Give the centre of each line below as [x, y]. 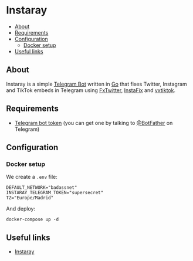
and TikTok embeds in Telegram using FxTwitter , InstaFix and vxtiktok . [91, 90]
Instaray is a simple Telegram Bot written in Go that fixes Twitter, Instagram [97, 84]
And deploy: [21, 209]
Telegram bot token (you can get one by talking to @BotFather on [94, 123]
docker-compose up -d [33, 220]
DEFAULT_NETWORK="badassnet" [42, 188]
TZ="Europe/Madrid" [30, 198]
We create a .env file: [32, 177]
